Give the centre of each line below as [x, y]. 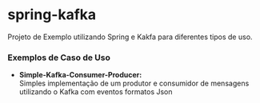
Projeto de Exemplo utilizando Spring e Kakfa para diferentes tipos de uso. [130, 37]
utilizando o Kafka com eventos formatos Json [96, 92]
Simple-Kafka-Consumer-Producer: [80, 75]
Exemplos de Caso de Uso [59, 57]
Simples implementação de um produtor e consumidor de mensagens [134, 83]
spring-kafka [52, 15]
